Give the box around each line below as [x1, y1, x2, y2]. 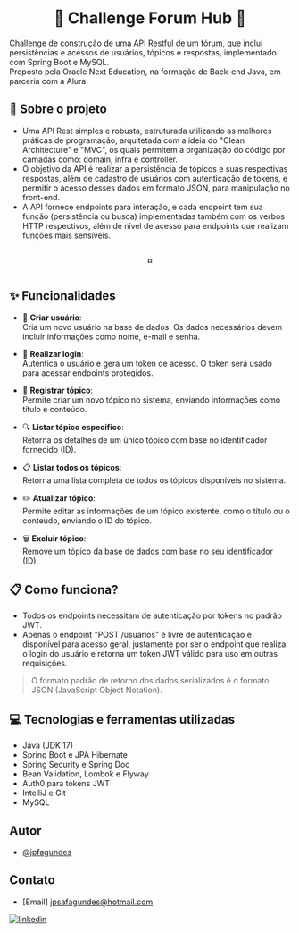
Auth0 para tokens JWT [21, 778, 110, 789]
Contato [9, 872, 55, 888]
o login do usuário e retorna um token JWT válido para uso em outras [21, 649, 278, 659]
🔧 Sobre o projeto [9, 102, 107, 117]
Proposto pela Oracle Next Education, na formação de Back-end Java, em [9, 66, 281, 77]
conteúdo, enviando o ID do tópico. [21, 514, 153, 526]
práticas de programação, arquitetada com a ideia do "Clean [21, 134, 245, 146]
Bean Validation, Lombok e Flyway [21, 768, 149, 779]
